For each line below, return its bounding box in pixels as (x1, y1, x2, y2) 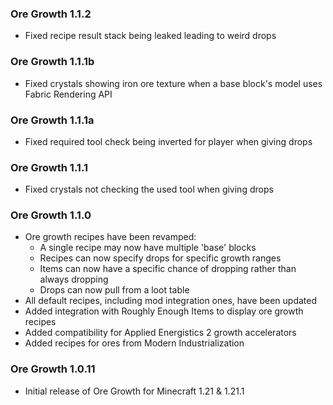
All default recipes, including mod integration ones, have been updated (24, 295, 318, 307)
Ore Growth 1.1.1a (10, 113, 95, 127)
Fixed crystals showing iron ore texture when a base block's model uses (24, 77, 323, 89)
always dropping (39, 273, 109, 286)
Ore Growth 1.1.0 (10, 208, 92, 222)
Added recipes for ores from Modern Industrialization (24, 337, 245, 349)
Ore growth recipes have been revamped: (24, 231, 197, 243)
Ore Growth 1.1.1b (10, 55, 95, 69)
